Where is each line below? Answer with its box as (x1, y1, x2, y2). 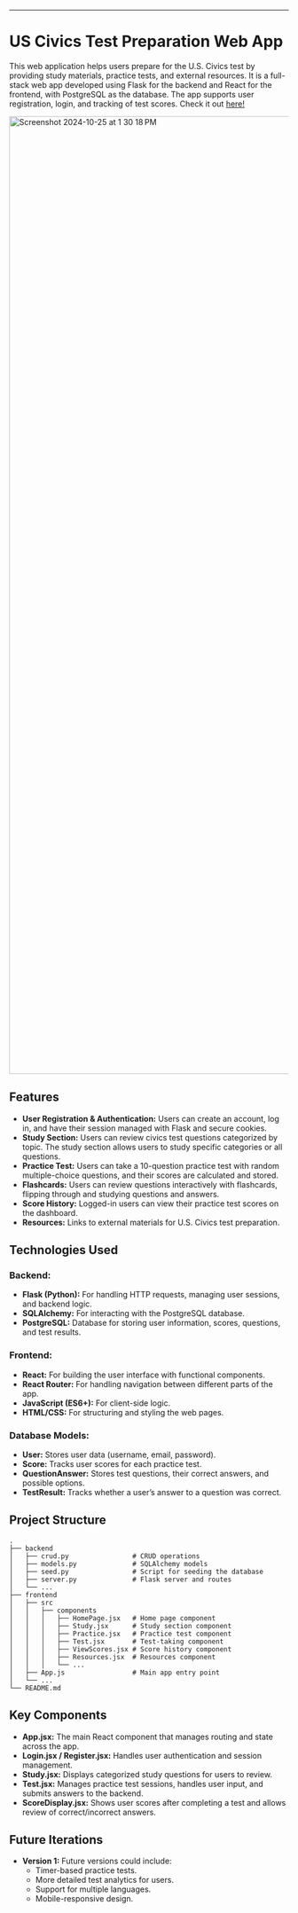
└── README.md (9, 1683, 62, 1692)
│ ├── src (9, 1598, 53, 1607)
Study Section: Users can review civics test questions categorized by (21, 1132, 278, 1142)
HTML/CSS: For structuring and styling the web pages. (21, 1407, 224, 1417)
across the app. (21, 1740, 80, 1752)
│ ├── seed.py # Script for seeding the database (9, 1567, 264, 1576)
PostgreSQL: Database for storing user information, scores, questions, (21, 1318, 281, 1329)
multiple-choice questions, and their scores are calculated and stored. (21, 1170, 279, 1180)
